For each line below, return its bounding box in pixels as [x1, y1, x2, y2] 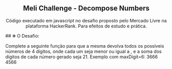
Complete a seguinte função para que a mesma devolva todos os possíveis [5, 43, 164, 49]
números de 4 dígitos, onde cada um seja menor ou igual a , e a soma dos [5, 48, 162, 54]
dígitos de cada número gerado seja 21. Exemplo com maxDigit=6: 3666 [5, 53, 158, 60]
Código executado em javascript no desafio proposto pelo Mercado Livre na [6, 17, 167, 23]
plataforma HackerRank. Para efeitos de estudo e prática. [25, 23, 147, 29]
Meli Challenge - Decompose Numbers [23, 4, 150, 13]
